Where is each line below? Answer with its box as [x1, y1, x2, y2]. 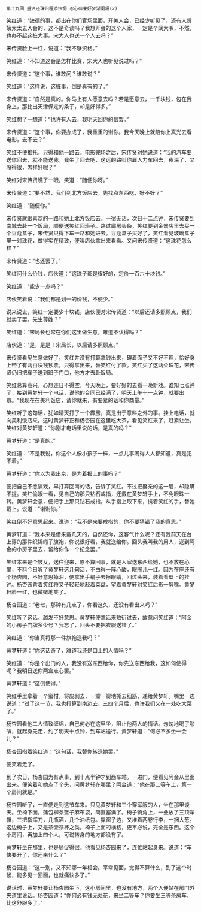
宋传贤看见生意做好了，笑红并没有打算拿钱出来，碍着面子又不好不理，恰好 [6, 354, 190, 361]
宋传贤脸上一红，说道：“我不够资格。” [6, 44, 98, 52]
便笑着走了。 [6, 760, 38, 768]
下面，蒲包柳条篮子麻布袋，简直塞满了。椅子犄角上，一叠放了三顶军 [26, 808, 195, 816]
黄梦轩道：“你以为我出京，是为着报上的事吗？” [6, 470, 121, 477]
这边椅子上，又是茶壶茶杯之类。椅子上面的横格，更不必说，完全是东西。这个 [6, 823, 195, 831]
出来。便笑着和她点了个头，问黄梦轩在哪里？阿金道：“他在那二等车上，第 [6, 781, 187, 788]
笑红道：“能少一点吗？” [6, 283, 64, 289]
